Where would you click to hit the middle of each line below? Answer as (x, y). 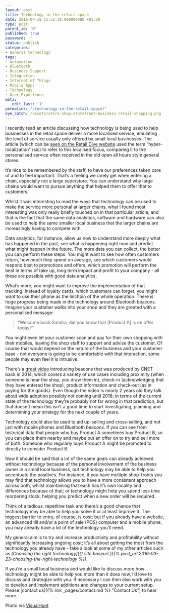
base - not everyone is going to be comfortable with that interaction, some (82, 354)
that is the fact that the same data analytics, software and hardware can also (85, 217)
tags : (11, 57)
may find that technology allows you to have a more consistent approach (81, 480)
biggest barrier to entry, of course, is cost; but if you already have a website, (85, 517)
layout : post (19, 10)
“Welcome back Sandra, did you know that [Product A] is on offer (86, 322)
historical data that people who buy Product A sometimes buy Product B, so (84, 432)
